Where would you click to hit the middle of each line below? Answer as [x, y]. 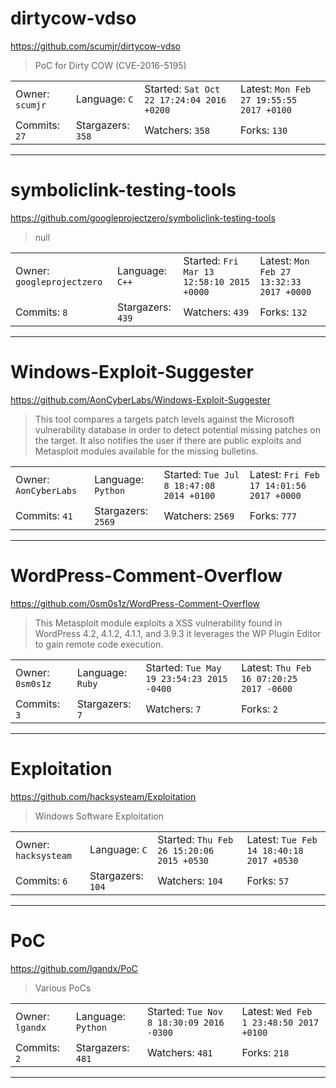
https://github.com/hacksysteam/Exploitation [103, 796]
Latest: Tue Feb [282, 839]
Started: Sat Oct [182, 89]
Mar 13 [199, 271]
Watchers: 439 [216, 312]
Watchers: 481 [179, 1052]
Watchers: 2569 [199, 515]
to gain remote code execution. [99, 644]
